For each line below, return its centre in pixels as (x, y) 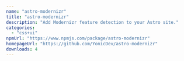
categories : (20, 28)
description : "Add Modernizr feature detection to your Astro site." (93, 22)
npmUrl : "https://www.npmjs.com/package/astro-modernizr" (78, 38)
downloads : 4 (22, 49)
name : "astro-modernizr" (36, 11)
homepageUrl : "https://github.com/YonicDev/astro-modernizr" (82, 44)
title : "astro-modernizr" (37, 17)
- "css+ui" (25, 33)
